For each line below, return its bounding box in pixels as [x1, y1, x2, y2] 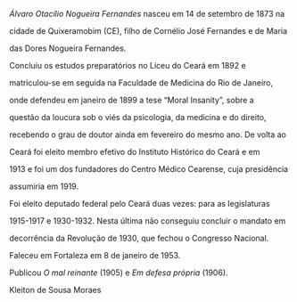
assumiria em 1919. [9, 181, 78, 192]
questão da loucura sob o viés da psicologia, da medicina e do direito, [9, 112, 267, 122]
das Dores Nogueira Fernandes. [9, 43, 127, 53]
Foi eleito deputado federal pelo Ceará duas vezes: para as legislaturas [9, 199, 270, 208]
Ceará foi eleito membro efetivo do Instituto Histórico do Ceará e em [9, 147, 260, 157]
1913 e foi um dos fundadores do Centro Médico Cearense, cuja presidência [9, 164, 288, 174]
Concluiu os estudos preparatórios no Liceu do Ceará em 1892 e [9, 61, 247, 70]
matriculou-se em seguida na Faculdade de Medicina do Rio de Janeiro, [9, 78, 274, 88]
